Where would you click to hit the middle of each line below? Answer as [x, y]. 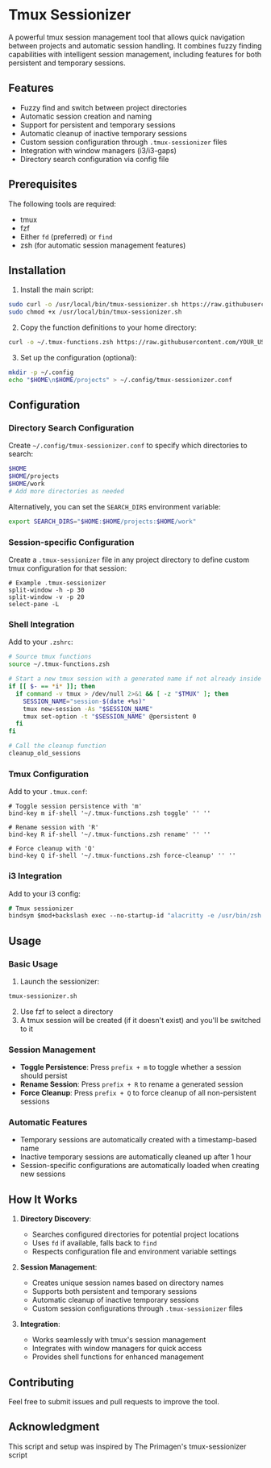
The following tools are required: [63, 204]
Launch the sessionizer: [60, 981]
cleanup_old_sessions [45, 754]
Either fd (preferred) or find [66, 236]
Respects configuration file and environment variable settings [134, 1252]
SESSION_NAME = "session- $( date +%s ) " [85, 701]
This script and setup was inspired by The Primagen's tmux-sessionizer [127, 1446]
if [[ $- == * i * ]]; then [52, 687]
